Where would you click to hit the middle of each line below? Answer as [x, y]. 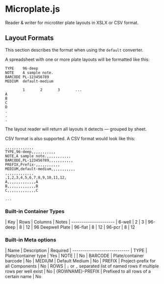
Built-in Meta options [31, 240]
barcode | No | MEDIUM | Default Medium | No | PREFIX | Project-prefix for [80, 261]
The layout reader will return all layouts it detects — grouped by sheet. [76, 129]
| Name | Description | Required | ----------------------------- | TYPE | [76, 251]
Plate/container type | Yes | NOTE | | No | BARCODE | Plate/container [75, 256]
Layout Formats [29, 38]
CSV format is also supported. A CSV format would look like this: [70, 138]
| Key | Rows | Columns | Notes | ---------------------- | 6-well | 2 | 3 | [76, 222]
